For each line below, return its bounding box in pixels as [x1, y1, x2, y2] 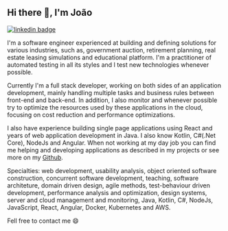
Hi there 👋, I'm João [7, 7, 93, 19]
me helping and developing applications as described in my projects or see [7, 145, 220, 154]
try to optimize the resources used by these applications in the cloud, [7, 103, 203, 111]
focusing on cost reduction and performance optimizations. [7, 110, 175, 119]
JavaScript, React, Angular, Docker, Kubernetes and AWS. [7, 203, 171, 211]
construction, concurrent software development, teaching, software [7, 174, 199, 182]
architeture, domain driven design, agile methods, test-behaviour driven [7, 181, 211, 190]
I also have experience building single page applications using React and [7, 123, 213, 132]
